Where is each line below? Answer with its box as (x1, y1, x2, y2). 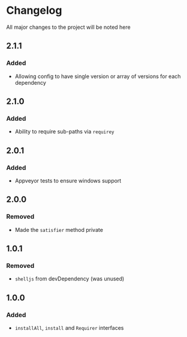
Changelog (6, 4, 62, 17)
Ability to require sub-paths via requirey (14, 128, 114, 135)
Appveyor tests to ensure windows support (14, 177, 122, 184)
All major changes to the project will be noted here (6, 23, 131, 31)
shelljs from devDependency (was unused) (14, 275, 125, 282)
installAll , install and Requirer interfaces (14, 324, 124, 332)
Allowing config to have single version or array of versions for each (14, 73, 181, 80)
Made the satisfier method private (14, 226, 104, 233)
